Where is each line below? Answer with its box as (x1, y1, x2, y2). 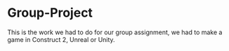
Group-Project (7, 5, 93, 21)
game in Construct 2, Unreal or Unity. (7, 35, 115, 43)
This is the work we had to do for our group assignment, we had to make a (7, 28, 223, 36)
